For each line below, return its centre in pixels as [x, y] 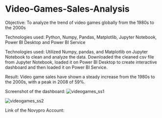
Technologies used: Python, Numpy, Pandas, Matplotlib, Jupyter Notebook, [81, 37]
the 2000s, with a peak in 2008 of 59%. [45, 82]
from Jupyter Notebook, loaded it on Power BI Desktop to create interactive [81, 62]
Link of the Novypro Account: [35, 110]
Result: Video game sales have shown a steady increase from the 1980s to [80, 77]
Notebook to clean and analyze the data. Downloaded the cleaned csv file [80, 57]
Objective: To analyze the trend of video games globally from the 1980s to [80, 22]
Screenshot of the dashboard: [35, 91]
